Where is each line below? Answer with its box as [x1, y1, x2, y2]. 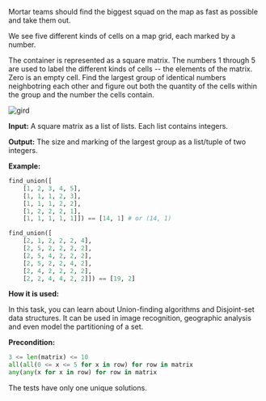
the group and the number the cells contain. [8, 90, 155, 100]
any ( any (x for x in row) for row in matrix [8, 369, 158, 377]
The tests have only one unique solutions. [8, 383, 147, 392]
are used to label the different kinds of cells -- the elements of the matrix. [8, 64, 253, 74]
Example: [8, 161, 41, 171]
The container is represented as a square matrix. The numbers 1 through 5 [8, 56, 256, 65]
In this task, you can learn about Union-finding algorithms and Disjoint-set [8, 305, 255, 314]
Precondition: [8, 338, 55, 348]
